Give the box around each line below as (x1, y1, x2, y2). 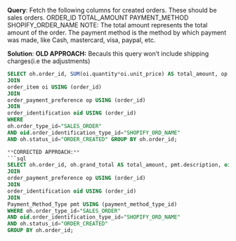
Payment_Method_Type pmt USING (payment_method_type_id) (7, 200, 178, 208)
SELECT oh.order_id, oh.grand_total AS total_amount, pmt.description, (7, 162, 221, 169)
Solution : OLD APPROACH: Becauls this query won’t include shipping (7, 49, 209, 58)
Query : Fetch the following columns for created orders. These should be (7, 6, 217, 14)
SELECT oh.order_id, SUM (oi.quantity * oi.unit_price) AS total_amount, (7, 70, 218, 77)
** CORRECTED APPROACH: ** (7, 148, 80, 155)
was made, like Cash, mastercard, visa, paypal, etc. (7, 36, 156, 44)
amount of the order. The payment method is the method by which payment (7, 28, 227, 37)
